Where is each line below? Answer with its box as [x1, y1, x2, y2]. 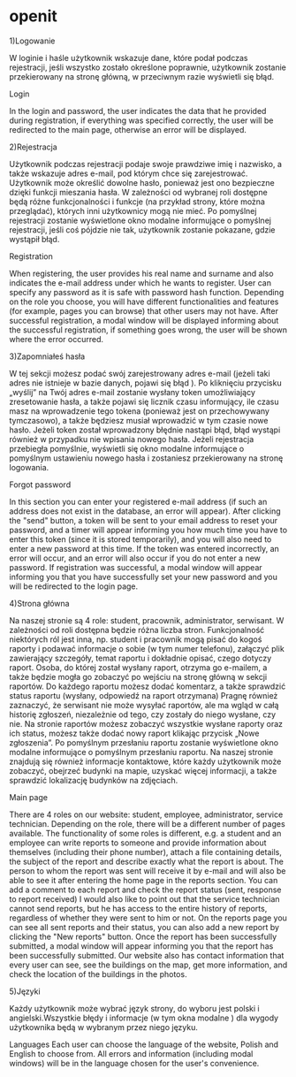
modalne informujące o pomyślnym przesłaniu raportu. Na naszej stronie [9, 746, 274, 757]
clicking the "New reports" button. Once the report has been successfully [9, 931, 277, 942]
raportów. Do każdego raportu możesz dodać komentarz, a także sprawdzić [9, 681, 286, 691]
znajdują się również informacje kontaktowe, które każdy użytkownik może [9, 756, 282, 767]
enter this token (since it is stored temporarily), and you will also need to [9, 533, 272, 545]
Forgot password [9, 479, 72, 490]
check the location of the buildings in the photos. [9, 968, 187, 979]
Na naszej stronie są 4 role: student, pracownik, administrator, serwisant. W [9, 615, 285, 625]
